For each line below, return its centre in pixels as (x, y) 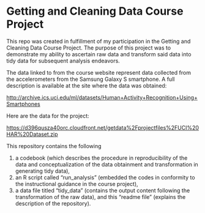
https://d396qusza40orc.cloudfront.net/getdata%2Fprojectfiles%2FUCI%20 (103, 127)
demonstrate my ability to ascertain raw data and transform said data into (99, 54)
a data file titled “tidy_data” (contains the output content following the (102, 190)
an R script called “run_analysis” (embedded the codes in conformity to (105, 177)
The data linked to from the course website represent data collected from (99, 72)
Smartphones (24, 104)
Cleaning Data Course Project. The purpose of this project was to (89, 48)
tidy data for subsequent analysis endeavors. (63, 61)
